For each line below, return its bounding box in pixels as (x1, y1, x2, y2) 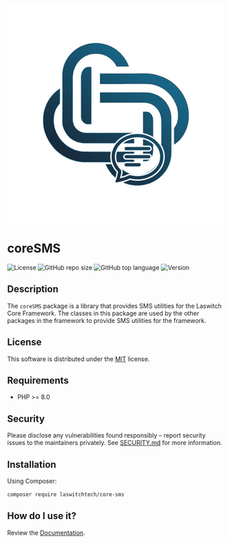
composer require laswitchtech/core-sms (7, 491, 125, 498)
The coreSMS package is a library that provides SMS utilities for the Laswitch (7, 302, 222, 310)
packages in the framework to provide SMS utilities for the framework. (7, 316, 207, 324)
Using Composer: (7, 477, 57, 485)
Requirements (7, 375, 69, 386)
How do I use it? (7, 510, 77, 522)
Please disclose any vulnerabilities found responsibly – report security (7, 431, 206, 440)
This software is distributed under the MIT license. (7, 355, 150, 363)
